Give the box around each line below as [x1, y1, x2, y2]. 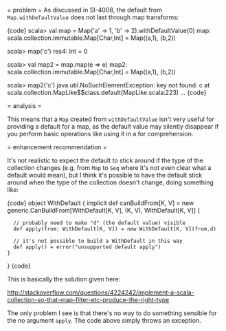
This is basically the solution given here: [7, 275, 121, 283]
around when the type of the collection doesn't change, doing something [7, 178, 214, 186]
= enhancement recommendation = [7, 143, 108, 151]
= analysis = [7, 102, 42, 109]
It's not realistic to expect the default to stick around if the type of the [7, 156, 204, 164]
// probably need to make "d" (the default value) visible [13, 220, 186, 226]
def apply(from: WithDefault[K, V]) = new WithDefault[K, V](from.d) [13, 226, 216, 233]
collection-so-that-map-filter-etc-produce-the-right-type [7, 296, 170, 303]
